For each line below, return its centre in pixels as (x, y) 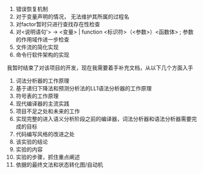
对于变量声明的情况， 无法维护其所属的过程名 (72, 16)
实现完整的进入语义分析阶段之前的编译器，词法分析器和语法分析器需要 (104, 119)
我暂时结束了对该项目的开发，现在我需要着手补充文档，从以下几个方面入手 (100, 68)
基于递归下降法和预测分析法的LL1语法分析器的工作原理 (84, 88)
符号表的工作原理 (37, 96)
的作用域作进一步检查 (42, 39)
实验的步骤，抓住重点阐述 (48, 157)
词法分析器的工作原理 (42, 81)
